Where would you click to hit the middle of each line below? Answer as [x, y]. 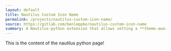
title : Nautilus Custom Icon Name [42, 15]
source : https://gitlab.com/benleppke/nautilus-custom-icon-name [76, 24]
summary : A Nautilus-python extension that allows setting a [72, 29]
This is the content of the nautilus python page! [55, 43]
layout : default [22, 10]
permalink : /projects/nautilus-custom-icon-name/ [59, 19]
